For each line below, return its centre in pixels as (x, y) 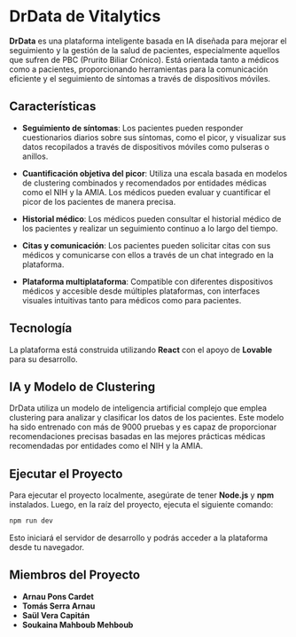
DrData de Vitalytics (85, 16)
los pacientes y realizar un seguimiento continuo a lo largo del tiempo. (150, 228)
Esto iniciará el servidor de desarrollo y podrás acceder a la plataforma (139, 538)
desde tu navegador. (47, 547)
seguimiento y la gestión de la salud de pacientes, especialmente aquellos (145, 50)
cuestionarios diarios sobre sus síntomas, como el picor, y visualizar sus (154, 137)
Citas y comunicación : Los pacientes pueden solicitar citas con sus (146, 245)
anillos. (35, 156)
